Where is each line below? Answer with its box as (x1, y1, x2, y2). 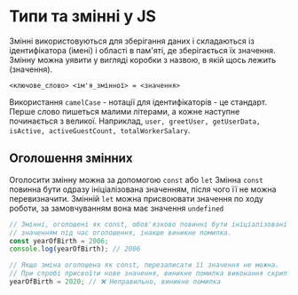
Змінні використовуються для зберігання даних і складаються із (9, 36, 255, 46)
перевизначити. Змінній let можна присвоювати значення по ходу (9, 193, 264, 203)
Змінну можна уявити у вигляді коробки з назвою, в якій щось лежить (9, 54, 277, 65)
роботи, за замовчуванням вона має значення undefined (9, 203, 224, 213)
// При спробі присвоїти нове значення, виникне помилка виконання (9, 269, 264, 278)
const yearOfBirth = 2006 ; (9, 236, 109, 245)
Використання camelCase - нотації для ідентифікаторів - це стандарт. (9, 96, 268, 108)
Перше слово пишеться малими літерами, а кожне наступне (9, 106, 240, 116)
